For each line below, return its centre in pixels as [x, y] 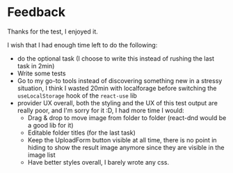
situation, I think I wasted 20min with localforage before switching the [117, 88]
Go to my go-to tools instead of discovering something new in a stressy [120, 80]
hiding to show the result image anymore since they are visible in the [126, 147]
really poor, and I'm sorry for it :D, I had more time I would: [101, 110]
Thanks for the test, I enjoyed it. [53, 31]
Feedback [37, 12]
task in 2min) [36, 66]
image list [41, 155]
